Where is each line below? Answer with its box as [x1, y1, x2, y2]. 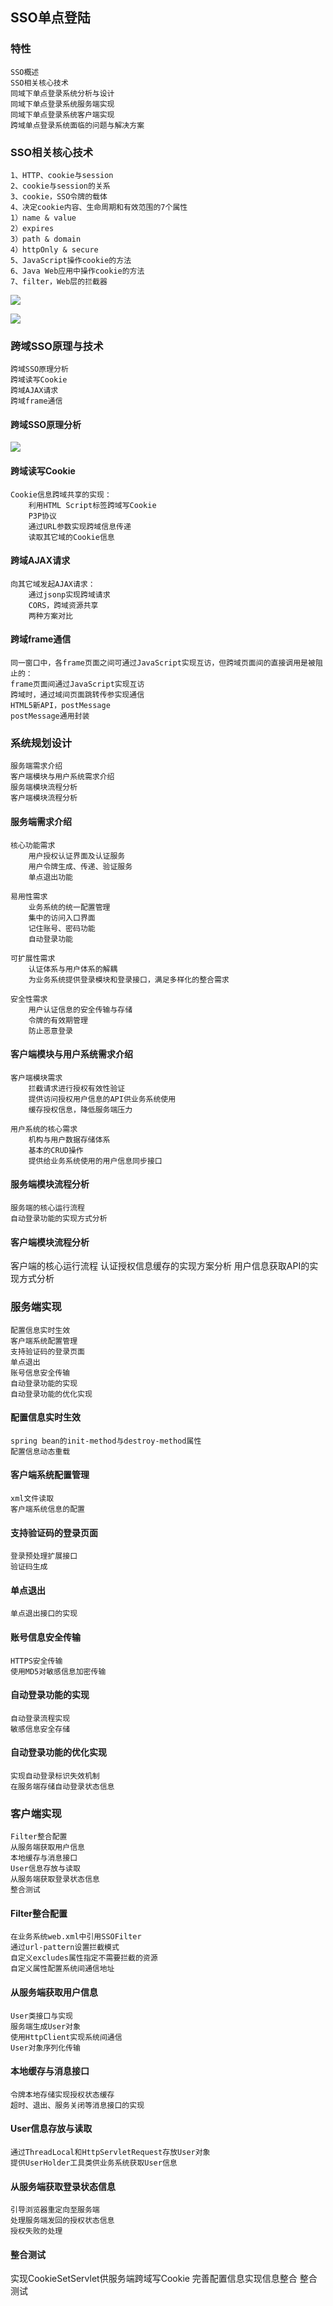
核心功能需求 [10, 840, 56, 850]
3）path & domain [10, 234, 82, 244]
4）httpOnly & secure [10, 244, 99, 255]
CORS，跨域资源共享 [28, 600, 99, 610]
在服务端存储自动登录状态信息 [10, 1781, 115, 1792]
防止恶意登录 [28, 1026, 73, 1036]
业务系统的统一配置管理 [28, 902, 111, 912]
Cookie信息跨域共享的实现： [10, 489, 112, 500]
